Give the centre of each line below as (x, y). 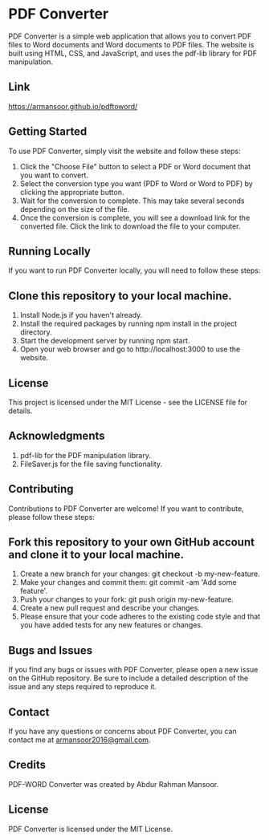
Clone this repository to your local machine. (120, 296)
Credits (27, 765)
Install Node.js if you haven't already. (81, 315)
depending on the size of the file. (75, 209)
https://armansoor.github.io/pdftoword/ (73, 106)
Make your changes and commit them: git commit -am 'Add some (128, 582)
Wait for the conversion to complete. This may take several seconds (132, 201)
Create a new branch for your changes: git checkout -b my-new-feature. (140, 574)
